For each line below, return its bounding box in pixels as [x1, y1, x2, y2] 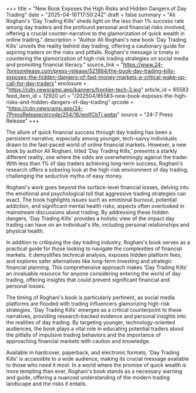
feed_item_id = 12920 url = [6, 92, 71, 99]
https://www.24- [123, 61, 163, 68]
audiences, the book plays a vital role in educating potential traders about [6, 325, 184, 332]
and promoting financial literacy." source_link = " [6, 61, 123, 68]
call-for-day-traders [6, 80, 55, 87]
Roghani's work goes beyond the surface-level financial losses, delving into [6, 184, 189, 190]
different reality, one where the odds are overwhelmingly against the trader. [6, 154, 189, 160]
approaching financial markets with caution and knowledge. [6, 338, 151, 344]
